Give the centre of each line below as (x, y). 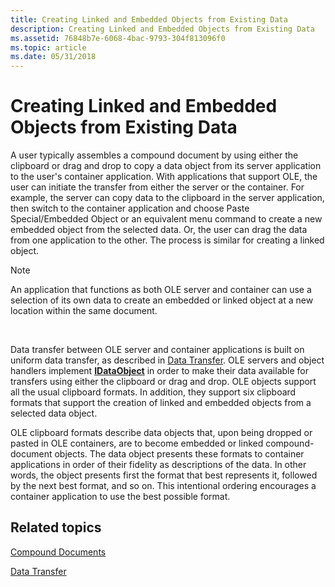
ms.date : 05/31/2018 (53, 57)
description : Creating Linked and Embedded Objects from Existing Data (162, 29)
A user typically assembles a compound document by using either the (154, 155)
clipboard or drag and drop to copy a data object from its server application (166, 166)
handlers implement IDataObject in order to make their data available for (159, 371)
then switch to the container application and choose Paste (130, 208)
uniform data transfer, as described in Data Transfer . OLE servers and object (167, 360)
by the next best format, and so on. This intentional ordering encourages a (163, 486)
